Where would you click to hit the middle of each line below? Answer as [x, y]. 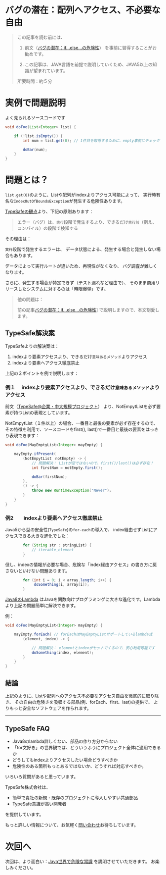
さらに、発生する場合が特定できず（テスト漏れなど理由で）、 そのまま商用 [80, 283]
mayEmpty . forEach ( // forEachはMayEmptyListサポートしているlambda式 [83, 634]
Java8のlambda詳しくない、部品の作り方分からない [65, 741]
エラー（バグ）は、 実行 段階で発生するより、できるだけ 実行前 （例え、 [87, 222]
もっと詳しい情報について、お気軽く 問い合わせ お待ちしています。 [72, 824]
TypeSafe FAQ [27, 729]
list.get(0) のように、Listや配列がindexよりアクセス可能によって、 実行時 [81, 195]
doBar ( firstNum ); [49, 477]
